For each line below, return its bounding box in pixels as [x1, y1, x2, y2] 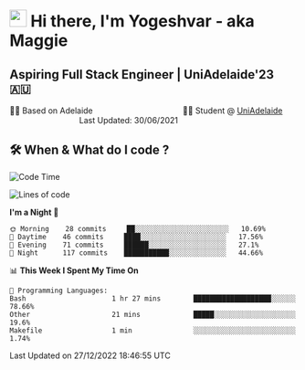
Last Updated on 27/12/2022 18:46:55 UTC [9, 350, 171, 361]
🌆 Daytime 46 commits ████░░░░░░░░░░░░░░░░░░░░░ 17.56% [9, 232, 263, 241]
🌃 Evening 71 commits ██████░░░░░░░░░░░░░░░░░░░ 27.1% [9, 240, 259, 249]
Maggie [9, 30, 68, 51]
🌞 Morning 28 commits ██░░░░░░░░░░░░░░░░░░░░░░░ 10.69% [9, 224, 267, 233]
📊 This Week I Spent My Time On [9, 265, 139, 276]
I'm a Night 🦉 [9, 206, 59, 217]
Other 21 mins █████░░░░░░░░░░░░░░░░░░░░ [9, 310, 297, 319]
